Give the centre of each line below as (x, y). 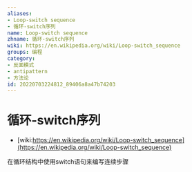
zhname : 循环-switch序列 (41, 39)
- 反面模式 (21, 65)
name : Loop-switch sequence (48, 33)
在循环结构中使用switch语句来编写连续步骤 (68, 162)
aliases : (20, 13)
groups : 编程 (25, 52)
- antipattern (28, 71)
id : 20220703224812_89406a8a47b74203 (61, 84)
